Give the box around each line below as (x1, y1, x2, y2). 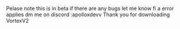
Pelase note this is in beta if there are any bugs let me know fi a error (6, 5, 174, 12)
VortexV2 (6, 17, 29, 24)
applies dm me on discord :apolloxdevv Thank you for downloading (6, 11, 171, 18)
